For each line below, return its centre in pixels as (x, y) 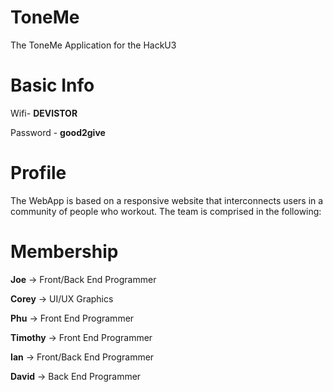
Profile (38, 173)
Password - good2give (58, 132)
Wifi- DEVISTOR (44, 113)
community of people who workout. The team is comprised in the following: (166, 211)
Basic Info (52, 85)
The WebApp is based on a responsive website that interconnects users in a (167, 200)
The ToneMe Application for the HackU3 (93, 45)
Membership (64, 252)
